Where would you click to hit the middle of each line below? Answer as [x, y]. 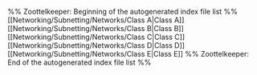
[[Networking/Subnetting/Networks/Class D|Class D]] [96, 45]
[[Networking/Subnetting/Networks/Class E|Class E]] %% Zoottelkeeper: [128, 54]
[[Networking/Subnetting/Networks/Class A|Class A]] [96, 20]
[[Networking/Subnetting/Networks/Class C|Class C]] [96, 37]
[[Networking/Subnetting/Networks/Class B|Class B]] [96, 28]
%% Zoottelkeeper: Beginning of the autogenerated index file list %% [123, 12]
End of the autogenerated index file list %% [80, 62]
